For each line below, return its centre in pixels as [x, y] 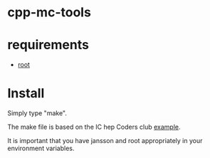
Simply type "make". [37, 113]
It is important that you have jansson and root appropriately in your [105, 141]
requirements [48, 45]
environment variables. [41, 148]
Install [26, 94]
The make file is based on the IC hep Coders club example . [94, 127]
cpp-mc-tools [49, 12]
